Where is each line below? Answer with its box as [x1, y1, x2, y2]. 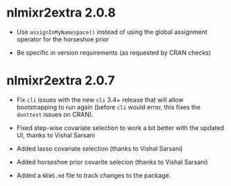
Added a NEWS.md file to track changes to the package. [16, 171, 171, 179]
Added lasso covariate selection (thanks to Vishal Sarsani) [16, 144, 183, 153]
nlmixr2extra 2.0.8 [6, 5, 116, 21]
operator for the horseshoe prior [16, 35, 110, 43]
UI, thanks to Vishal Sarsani [16, 131, 95, 139]
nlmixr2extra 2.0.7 [6, 73, 115, 89]
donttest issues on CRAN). [16, 110, 94, 118]
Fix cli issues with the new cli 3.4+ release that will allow [16, 95, 184, 104]
